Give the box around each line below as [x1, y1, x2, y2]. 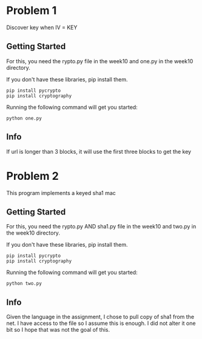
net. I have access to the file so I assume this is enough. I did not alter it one [6, 320, 196, 327]
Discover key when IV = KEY [6, 24, 78, 31]
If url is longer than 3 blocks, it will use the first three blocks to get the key [6, 148, 192, 155]
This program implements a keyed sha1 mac [6, 189, 116, 196]
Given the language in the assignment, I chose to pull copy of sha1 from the [6, 313, 195, 321]
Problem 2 [6, 169, 59, 183]
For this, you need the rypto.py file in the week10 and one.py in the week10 [6, 57, 194, 64]
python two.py [6, 281, 42, 287]
